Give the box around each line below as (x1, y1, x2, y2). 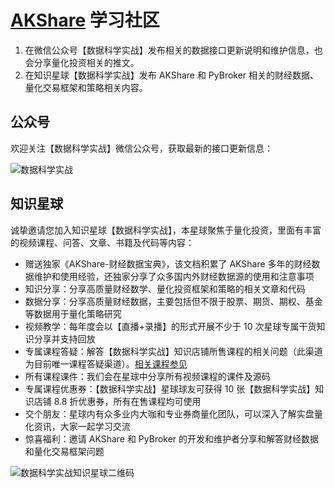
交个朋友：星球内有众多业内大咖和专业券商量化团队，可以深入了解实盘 (24, 407, 315, 420)
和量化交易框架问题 (24, 445, 105, 457)
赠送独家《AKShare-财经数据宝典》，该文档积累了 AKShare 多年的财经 (24, 257, 312, 270)
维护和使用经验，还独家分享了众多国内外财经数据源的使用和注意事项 (33, 270, 315, 282)
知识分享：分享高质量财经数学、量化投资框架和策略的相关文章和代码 (24, 282, 306, 295)
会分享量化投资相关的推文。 (24, 56, 140, 68)
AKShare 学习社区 (10, 9, 160, 32)
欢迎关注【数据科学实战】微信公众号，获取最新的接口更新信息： (10, 142, 273, 154)
